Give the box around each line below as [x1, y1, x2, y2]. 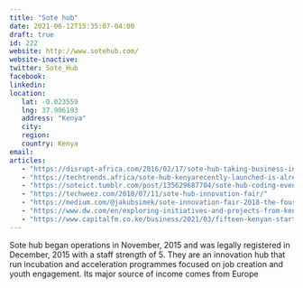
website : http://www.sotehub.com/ [9, 47, 140, 56]
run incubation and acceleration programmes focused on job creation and [9, 258, 284, 269]
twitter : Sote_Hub [9, 64, 78, 73]
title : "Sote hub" [9, 13, 78, 23]
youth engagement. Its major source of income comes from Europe [9, 268, 259, 279]
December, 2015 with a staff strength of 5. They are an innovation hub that [9, 249, 286, 260]
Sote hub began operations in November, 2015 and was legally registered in [9, 239, 290, 250]
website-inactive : [9, 55, 78, 64]
